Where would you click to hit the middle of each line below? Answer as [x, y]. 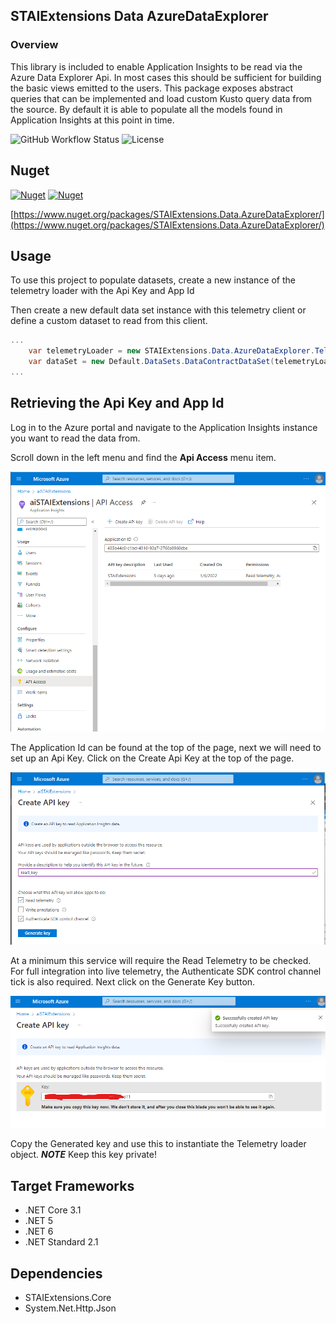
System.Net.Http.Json [70, 1308]
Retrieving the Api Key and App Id [117, 403]
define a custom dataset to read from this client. [109, 321]
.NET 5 [39, 1221]
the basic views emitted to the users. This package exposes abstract [152, 88]
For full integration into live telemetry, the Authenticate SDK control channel [166, 971]
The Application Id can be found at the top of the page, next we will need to [166, 748]
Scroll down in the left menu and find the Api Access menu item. [143, 457]
